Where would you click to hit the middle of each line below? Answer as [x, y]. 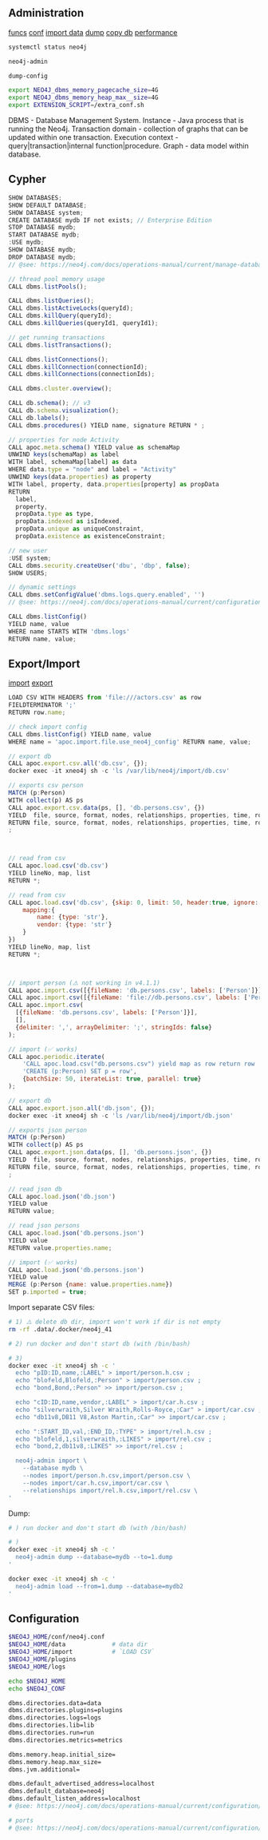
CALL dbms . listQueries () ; [51, 301]
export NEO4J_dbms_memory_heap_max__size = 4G [83, 98]
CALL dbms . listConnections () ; [59, 359]
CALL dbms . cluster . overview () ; [60, 389]
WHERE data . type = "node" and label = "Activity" [93, 470]
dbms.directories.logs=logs [55, 1718]
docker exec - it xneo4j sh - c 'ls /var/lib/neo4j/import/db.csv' [119, 771]
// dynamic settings [43, 587]
